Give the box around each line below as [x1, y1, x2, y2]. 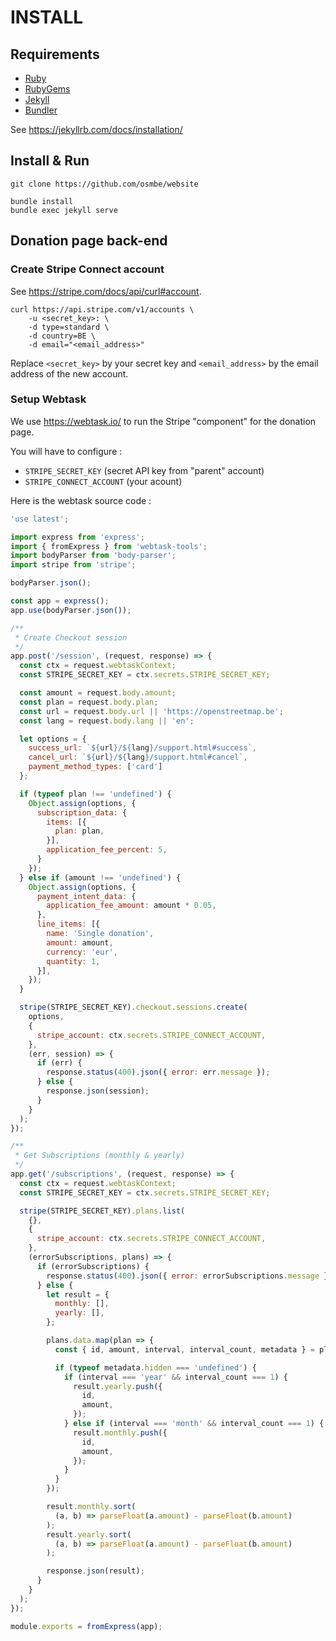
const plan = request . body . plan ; [19, 697, 159, 707]
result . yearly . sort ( [46, 1529, 132, 1540]
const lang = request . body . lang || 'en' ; [19, 716, 195, 726]
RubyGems [24, 83, 71, 95]
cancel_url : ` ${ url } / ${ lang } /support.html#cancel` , [28, 752, 248, 763]
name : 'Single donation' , [46, 929, 155, 939]
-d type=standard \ [28, 322, 110, 332]
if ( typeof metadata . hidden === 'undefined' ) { [54, 1362, 257, 1373]
